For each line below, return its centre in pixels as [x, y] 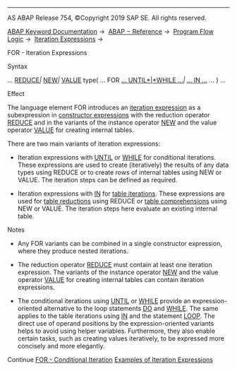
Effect [16, 94]
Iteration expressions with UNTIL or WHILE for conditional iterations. [117, 157]
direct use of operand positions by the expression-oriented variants [116, 323]
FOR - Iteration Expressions [47, 53]
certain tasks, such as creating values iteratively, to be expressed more [121, 338]
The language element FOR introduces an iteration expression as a [104, 107]
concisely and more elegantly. [61, 346]
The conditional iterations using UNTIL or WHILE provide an [104, 301]
